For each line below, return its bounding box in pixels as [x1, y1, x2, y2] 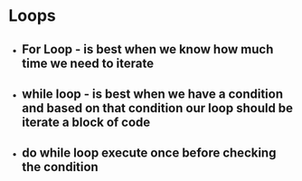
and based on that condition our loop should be [21, 100, 294, 116]
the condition [21, 159, 99, 175]
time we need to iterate [21, 55, 155, 71]
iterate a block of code [21, 114, 151, 129]
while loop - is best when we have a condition [21, 86, 284, 101]
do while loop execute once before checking [21, 146, 277, 161]
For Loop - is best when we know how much [21, 42, 274, 57]
